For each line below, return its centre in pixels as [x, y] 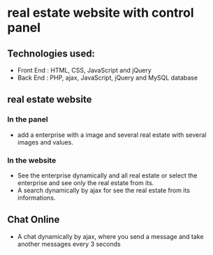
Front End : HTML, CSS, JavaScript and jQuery [84, 70]
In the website [32, 160]
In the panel [28, 119]
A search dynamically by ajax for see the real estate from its [104, 190]
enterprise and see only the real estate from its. [86, 182]
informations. [36, 198]
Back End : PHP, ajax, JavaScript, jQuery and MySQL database [107, 78]
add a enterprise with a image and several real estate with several [112, 135]
